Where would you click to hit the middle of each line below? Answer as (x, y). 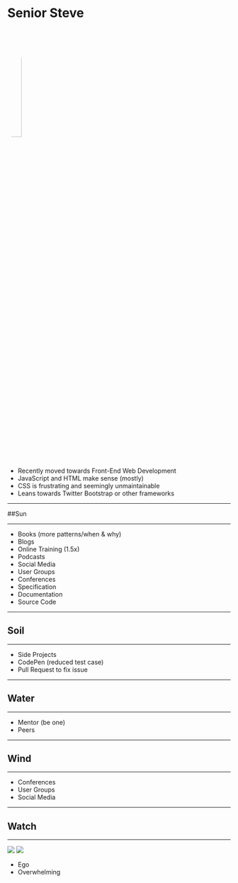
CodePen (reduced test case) (61, 662)
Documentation (40, 594)
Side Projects (37, 654)
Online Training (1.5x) (49, 549)
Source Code (37, 602)
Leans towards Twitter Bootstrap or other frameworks (96, 493)
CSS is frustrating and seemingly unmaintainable (89, 485)
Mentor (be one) (41, 722)
